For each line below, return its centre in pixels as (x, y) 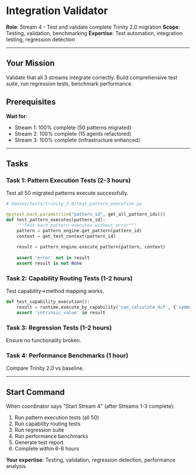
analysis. (17, 466)
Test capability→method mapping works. (55, 291)
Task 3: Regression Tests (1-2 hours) (59, 328)
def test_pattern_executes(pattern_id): (56, 220)
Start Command (36, 392)
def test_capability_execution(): (48, 302)
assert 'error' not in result (53, 258)
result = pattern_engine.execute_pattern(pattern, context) (91, 247)
